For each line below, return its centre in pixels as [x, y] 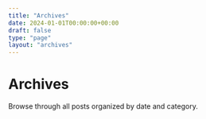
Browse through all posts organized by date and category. [103, 106]
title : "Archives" [39, 15]
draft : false [30, 30]
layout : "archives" [41, 45]
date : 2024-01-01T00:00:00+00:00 [64, 23]
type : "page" [30, 38]
